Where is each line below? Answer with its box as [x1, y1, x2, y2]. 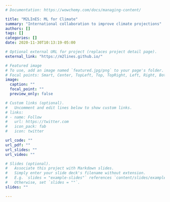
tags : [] [5, 31, 24, 36]
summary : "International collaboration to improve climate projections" [5, 21, 162, 26]
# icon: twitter [5, 129, 44, 134]
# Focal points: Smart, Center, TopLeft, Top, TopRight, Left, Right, [5, 72, 157, 77]
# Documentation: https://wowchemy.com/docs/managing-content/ [5, 7, 142, 13]
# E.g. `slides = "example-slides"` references [5, 175, 112, 180]
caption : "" [10, 82, 35, 87]
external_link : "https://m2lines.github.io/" [5, 54, 103, 59]
